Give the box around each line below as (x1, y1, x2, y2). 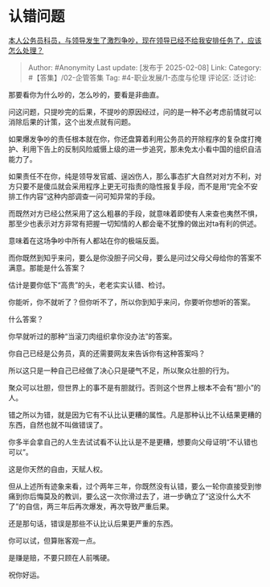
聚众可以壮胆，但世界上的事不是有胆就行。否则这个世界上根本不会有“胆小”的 (8, 382, 261, 392)
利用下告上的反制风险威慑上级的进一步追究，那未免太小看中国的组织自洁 (22, 144, 262, 154)
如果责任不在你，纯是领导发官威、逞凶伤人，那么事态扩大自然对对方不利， (8, 171, 255, 181)
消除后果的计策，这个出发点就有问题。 (8, 117, 135, 126)
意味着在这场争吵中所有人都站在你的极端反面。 (8, 235, 163, 246)
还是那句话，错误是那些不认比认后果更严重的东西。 (8, 519, 178, 528)
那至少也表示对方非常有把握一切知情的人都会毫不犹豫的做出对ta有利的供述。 (8, 218, 261, 228)
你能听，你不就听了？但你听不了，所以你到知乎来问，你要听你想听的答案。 (8, 297, 255, 307)
